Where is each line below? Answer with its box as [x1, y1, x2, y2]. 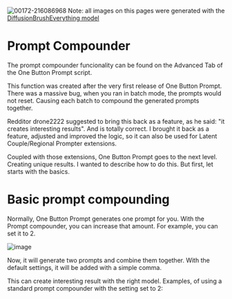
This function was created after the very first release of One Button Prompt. [7, 82, 222, 90]
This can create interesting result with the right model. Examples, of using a [7, 277, 222, 285]
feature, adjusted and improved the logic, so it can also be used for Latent [7, 132, 217, 140]
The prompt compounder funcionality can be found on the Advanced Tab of [7, 61, 223, 69]
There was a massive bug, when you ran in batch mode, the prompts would [7, 89, 222, 97]
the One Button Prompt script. [7, 68, 93, 76]
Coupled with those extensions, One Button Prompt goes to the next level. [7, 152, 217, 161]
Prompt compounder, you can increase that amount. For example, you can [7, 221, 219, 230]
